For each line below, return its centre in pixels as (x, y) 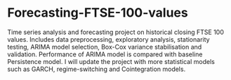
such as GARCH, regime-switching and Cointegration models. (97, 69)
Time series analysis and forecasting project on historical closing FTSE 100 (116, 32)
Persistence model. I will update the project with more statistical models (111, 61)
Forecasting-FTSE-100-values (98, 13)
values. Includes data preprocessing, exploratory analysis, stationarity (108, 39)
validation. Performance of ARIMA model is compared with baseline (105, 54)
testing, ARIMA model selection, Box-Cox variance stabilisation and (105, 47)
